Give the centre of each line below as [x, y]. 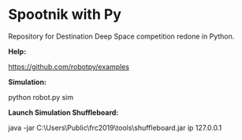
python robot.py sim [41, 97]
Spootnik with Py [65, 15]
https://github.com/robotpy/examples [69, 66]
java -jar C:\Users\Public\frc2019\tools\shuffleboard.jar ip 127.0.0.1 [115, 127]
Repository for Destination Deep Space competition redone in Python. [121, 36]
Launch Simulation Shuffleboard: [63, 112]
